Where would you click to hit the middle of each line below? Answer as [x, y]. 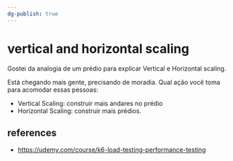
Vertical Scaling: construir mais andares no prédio [90, 103]
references [32, 132]
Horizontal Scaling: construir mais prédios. [79, 111]
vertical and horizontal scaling [98, 48]
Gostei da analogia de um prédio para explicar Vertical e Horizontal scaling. [117, 68]
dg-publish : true [33, 14]
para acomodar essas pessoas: [53, 90]
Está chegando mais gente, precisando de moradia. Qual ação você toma [114, 82]
